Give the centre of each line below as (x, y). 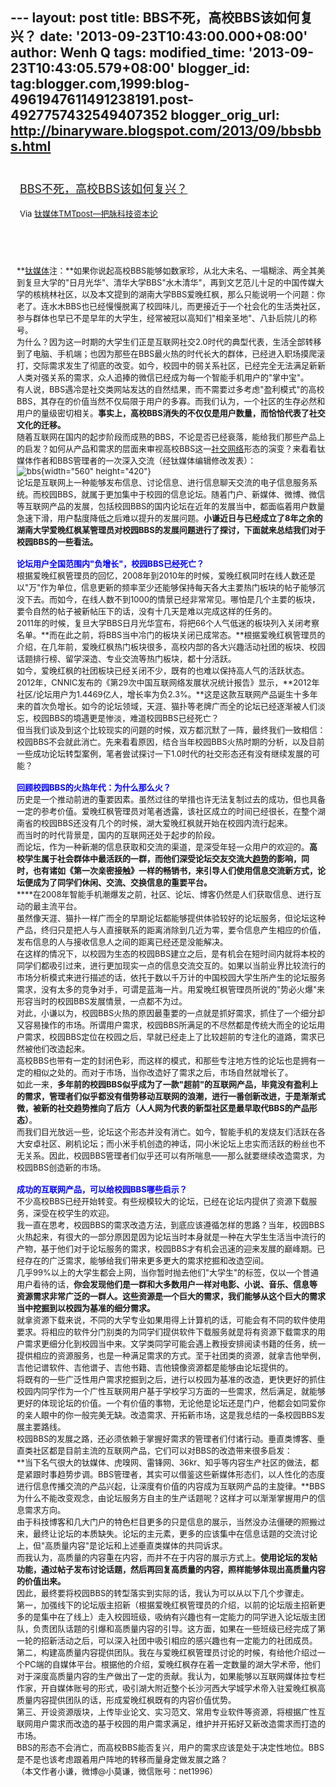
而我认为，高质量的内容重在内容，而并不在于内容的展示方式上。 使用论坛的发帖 (167, 1557)
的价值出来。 (41, 1581)
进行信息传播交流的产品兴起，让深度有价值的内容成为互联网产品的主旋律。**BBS (171, 1486)
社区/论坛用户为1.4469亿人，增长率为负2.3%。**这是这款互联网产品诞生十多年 (167, 694)
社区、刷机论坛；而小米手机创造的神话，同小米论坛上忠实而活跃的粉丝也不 (184, 1143)
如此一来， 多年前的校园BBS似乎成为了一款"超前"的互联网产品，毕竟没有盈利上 (167, 1084)
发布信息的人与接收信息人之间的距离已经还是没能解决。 (122, 941)
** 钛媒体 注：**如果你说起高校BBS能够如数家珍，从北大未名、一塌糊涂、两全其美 (171, 270)
